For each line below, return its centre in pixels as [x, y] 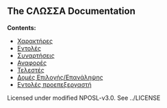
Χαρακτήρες [35, 41]
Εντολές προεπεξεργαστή [54, 84]
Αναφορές [32, 63]
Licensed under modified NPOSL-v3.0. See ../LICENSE [84, 98]
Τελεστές [30, 70]
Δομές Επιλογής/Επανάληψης [60, 77]
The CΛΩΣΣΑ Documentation [71, 11]
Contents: [22, 27]
